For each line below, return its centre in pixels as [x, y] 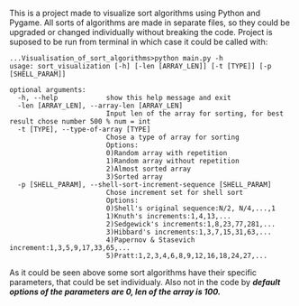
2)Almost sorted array [149, 169]
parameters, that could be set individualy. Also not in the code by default [145, 282]
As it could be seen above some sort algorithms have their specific [133, 273]
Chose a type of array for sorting [173, 137]
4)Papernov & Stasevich [150, 240]
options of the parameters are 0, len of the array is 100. [115, 292]
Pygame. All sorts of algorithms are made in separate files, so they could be [150, 23]
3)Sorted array [135, 177]
